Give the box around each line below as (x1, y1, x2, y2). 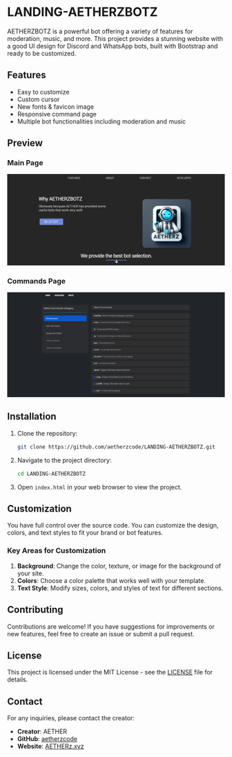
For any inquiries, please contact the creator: (7, 714, 135, 722)
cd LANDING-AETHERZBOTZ (17, 470, 86, 477)
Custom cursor (17, 95, 60, 103)
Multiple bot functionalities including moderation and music (17, 117, 186, 125)
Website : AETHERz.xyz (17, 742, 84, 751)
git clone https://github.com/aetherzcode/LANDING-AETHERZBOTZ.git (17, 443, 215, 451)
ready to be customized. (7, 49, 77, 58)
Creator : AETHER (17, 727, 68, 736)
